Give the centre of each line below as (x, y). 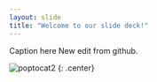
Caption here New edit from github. (74, 50)
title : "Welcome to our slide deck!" (79, 26)
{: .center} (76, 68)
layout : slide (35, 17)
